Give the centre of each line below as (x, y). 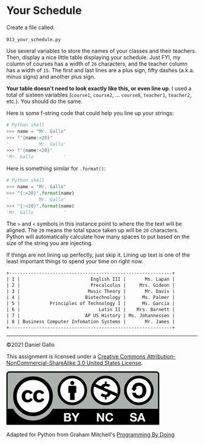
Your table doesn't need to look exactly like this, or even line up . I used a (99, 88)
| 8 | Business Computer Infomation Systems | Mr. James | (90, 322)
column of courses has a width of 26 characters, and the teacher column (97, 64)
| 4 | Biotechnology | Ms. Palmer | (90, 298)
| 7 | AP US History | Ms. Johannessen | (90, 316)
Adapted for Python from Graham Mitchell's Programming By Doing (90, 435)
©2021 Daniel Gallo (30, 345)
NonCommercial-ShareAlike (41, 363)
